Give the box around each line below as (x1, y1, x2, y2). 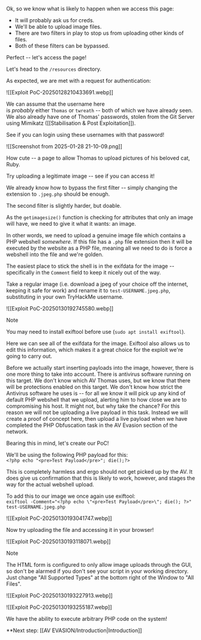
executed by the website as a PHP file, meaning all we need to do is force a (6, 244, 192, 252)
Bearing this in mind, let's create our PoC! (6, 439, 109, 447)
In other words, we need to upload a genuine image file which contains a (6, 232, 186, 239)
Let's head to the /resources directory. (6, 65, 102, 73)
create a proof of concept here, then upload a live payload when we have (6, 415, 188, 422)
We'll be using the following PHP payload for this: (6, 451, 128, 458)
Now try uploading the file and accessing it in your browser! (6, 527, 154, 533)
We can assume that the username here (6, 100, 105, 107)
